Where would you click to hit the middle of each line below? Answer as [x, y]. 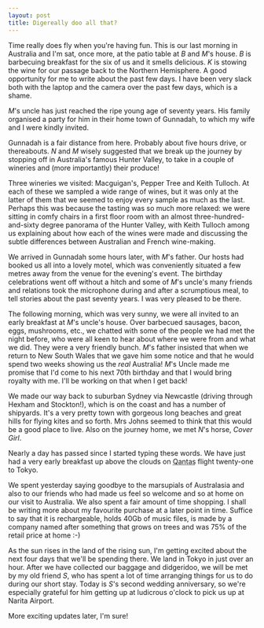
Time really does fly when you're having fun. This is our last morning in [123, 45]
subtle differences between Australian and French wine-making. [112, 242]
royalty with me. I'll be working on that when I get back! [98, 380]
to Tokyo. [23, 470]
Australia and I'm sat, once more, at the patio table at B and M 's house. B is [130, 54]
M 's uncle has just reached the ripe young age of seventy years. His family [129, 110]
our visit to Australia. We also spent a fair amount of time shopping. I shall [127, 501]
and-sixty [24, 224]
